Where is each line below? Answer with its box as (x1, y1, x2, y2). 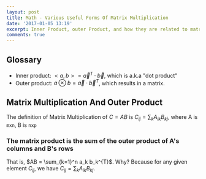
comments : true (6, 32, 45, 38)
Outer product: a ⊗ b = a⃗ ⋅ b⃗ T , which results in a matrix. (15, 78, 165, 86)
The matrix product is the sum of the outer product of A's (6, 136, 180, 145)
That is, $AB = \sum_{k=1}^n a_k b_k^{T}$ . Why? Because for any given (6, 158, 188, 166)
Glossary (6, 55, 42, 65)
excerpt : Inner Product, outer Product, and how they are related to (6, 26, 188, 32)
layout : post (6, 9, 40, 15)
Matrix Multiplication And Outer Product (6, 97, 163, 107)
